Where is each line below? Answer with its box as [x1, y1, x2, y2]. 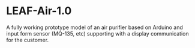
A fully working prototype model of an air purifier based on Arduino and [6, 24, 183, 31]
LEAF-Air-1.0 [6, 4, 72, 18]
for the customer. [6, 36, 49, 43]
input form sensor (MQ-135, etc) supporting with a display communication [6, 30, 189, 37]
